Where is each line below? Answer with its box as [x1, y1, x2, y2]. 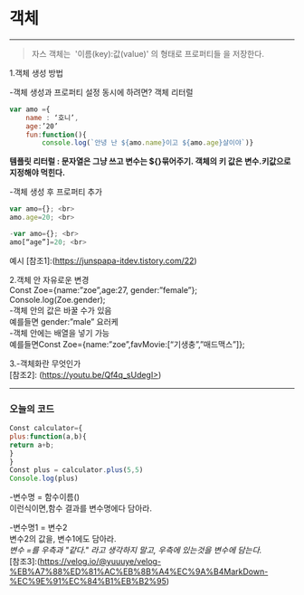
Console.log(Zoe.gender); [9, 294, 106, 305]
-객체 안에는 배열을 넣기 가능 [9, 327, 110, 338]
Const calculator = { [9, 424, 83, 433]
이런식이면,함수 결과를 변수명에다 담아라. [9, 503, 152, 514]
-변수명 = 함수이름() [9, 492, 80, 503]
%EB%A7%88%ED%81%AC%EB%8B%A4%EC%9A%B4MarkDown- [9, 566, 269, 577]
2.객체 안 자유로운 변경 [9, 274, 90, 285]
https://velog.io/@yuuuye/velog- [39, 556, 161, 567]
